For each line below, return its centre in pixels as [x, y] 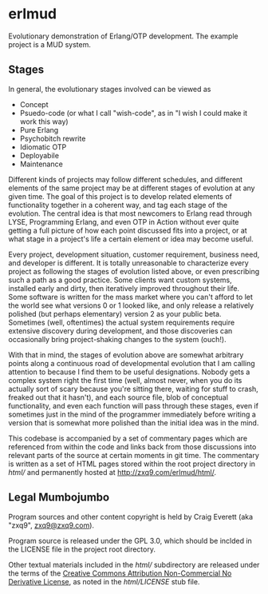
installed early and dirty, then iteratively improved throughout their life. [124, 288]
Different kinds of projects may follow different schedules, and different [126, 179]
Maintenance [41, 164]
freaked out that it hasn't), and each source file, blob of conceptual [118, 397]
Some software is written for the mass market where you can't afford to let [131, 297]
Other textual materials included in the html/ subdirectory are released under [134, 564]
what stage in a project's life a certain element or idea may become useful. [131, 239]
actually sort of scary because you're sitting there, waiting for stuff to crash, [134, 389]
